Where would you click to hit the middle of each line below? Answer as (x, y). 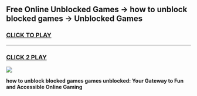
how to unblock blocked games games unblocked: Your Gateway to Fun (95, 80)
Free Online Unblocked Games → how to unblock (97, 10)
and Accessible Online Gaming (44, 87)
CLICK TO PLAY (29, 35)
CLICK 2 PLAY (26, 57)
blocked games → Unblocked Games (74, 19)
